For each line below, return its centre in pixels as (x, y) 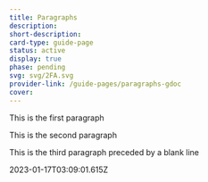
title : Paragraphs (43, 17)
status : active (37, 51)
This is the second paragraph (63, 135)
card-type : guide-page (51, 42)
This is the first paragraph (57, 118)
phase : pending (37, 68)
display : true (36, 59)
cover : (21, 92)
